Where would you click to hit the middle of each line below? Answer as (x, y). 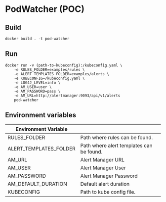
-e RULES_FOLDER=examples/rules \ (49, 70)
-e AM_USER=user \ (33, 87)
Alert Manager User (103, 168)
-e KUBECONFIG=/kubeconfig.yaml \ (49, 78)
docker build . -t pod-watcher (37, 39)
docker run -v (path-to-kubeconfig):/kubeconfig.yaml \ (64, 65)
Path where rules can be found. (117, 137)
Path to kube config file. (108, 192)
